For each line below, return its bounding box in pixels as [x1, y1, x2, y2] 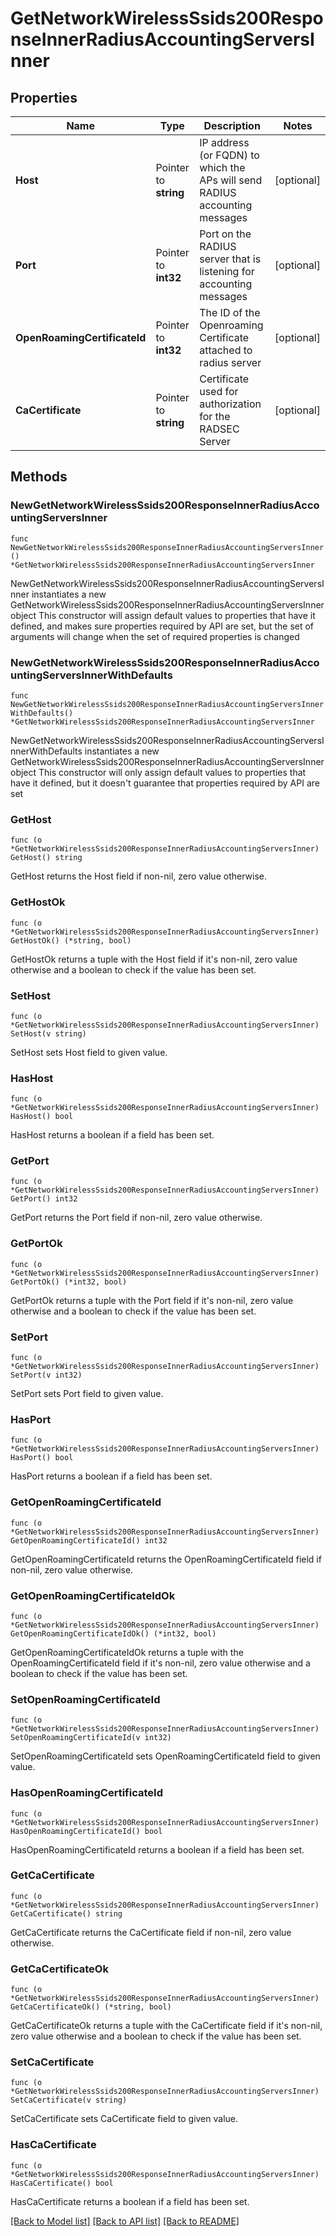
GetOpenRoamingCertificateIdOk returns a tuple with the [10, 1646, 244, 1658]
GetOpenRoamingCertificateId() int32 [10, 1535, 168, 1546]
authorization [199, 397, 262, 411]
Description [203, 119, 261, 132]
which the [199, 161, 246, 174]
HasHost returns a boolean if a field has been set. [10, 1129, 215, 1141]
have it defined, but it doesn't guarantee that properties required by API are [10, 777, 320, 789]
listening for [199, 265, 255, 278]
